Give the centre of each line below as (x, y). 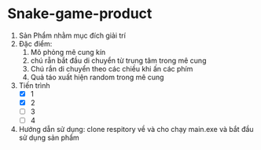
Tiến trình (34, 85)
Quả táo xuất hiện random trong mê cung (97, 77)
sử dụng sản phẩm (49, 137)
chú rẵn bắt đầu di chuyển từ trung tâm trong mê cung (118, 60)
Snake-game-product (80, 14)
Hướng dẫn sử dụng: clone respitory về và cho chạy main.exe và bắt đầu (136, 130)
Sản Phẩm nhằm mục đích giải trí (72, 35)
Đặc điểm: (35, 43)
